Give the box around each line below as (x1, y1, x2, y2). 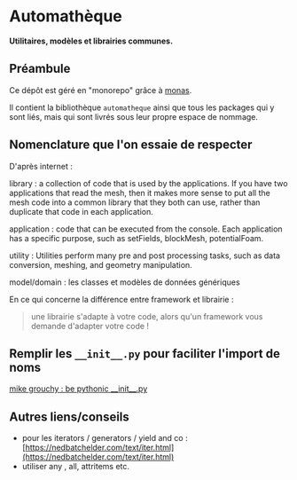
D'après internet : (9, 161, 74, 171)
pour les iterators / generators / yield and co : (21, 433, 188, 444)
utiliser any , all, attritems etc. (21, 461, 130, 472)
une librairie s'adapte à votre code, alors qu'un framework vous (30, 311, 263, 321)
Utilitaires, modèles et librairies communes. (9, 35, 174, 46)
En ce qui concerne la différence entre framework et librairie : (9, 294, 234, 304)
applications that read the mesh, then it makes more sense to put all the (9, 187, 270, 198)
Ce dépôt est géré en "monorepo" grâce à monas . (9, 84, 192, 95)
